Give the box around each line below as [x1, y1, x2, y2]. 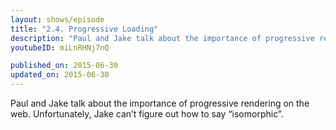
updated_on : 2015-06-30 [10, 70, 110, 80]
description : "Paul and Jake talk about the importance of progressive [10, 33, 315, 43]
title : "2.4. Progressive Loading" [10, 24, 159, 34]
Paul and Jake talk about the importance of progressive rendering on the [10, 97, 310, 109]
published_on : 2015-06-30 [10, 61, 118, 71]
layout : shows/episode [10, 14, 105, 25]
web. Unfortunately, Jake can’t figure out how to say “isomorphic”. [10, 108, 284, 120]
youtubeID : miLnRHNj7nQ [10, 42, 110, 53]
